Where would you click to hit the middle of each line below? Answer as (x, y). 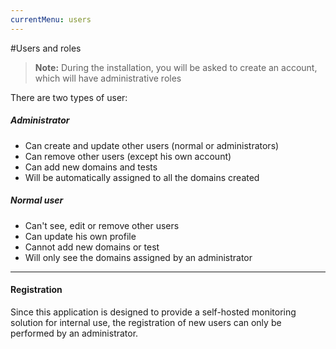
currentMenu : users (51, 19)
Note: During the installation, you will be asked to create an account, (176, 67)
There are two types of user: (69, 97)
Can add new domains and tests (91, 167)
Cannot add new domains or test (92, 247)
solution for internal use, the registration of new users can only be (146, 322)
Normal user (37, 200)
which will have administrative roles (108, 78)
